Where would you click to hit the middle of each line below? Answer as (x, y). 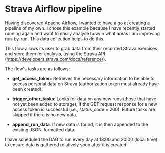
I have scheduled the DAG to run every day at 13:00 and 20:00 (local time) (81, 139)
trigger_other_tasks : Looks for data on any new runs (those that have (84, 99)
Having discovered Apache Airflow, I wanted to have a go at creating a (78, 23)
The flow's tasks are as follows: (38, 69)
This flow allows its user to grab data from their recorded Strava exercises (81, 48)
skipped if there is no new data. (45, 115)
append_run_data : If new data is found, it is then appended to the (80, 124)
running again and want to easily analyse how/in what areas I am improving (83, 33)
